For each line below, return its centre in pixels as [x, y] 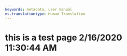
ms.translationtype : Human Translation [45, 14]
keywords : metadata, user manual [39, 9]
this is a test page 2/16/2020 [63, 38]
